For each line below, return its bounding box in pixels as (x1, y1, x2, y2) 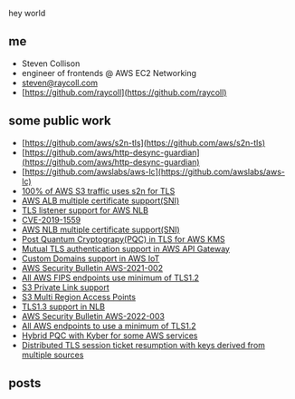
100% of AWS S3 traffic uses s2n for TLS (21, 185, 176, 196)
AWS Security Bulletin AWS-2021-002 (21, 262, 164, 273)
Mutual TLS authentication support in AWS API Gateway (21, 243, 230, 254)
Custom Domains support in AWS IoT (21, 253, 160, 264)
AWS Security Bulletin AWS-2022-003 (21, 310, 165, 321)
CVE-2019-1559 (21, 214, 81, 225)
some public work (8, 113, 112, 129)
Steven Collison (21, 58, 81, 69)
